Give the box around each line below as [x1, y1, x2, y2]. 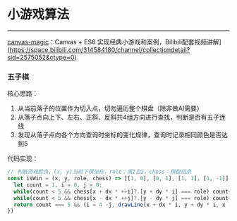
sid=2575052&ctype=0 [7, 53, 75, 61]
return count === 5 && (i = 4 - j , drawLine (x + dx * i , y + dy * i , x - [13, 201, 232, 208]
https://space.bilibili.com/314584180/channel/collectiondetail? [9, 45, 190, 53]
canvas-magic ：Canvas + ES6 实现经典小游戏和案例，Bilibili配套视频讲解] [7, 37, 222, 46]
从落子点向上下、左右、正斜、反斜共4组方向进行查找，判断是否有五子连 [17, 113, 226, 122]
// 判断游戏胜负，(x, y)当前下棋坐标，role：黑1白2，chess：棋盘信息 [7, 168, 192, 176]
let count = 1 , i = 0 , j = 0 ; [13, 181, 102, 189]
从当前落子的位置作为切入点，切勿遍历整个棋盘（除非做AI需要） [17, 104, 203, 113]
